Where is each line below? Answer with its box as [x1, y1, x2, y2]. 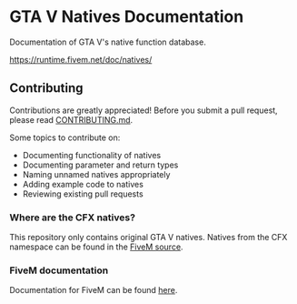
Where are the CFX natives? [9, 211, 136, 224]
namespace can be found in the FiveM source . [9, 241, 183, 252]
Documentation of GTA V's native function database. [9, 36, 206, 47]
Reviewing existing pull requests [22, 188, 144, 199]
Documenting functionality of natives [22, 149, 162, 160]
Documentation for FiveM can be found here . [9, 285, 178, 296]
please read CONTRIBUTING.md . [9, 114, 134, 125]
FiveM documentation [9, 264, 109, 277]
